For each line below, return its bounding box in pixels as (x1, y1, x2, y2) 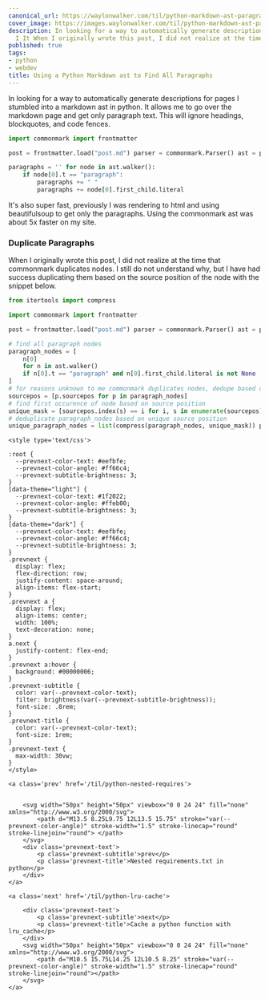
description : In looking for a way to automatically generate (8, 26, 220, 34)
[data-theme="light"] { (8, 486, 88, 494)
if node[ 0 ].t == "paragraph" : (22, 171, 124, 179)
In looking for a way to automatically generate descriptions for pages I (8, 93, 239, 103)
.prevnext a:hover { (8, 661, 78, 669)
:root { (8, 451, 34, 459)
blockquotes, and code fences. (8, 119, 110, 128)
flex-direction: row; (15, 570, 88, 578)
